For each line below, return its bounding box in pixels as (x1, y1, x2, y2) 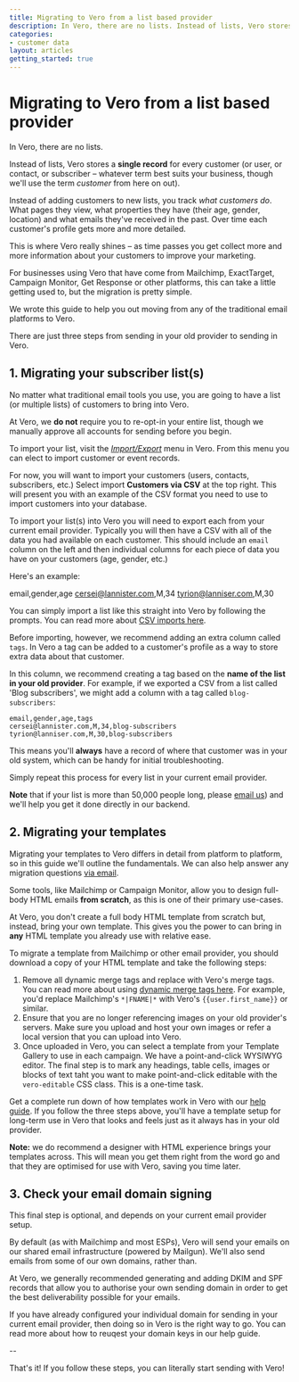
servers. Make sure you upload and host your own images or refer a (21, 1022, 271, 1032)
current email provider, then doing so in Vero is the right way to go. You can (9, 1319, 287, 1329)
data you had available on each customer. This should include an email (9, 534, 270, 545)
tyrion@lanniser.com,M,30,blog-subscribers (9, 729, 174, 739)
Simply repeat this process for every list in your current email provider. (9, 772, 268, 782)
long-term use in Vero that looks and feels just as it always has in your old (9, 1114, 280, 1125)
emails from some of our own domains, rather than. (9, 1255, 198, 1267)
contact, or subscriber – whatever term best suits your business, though (9, 168, 273, 178)
